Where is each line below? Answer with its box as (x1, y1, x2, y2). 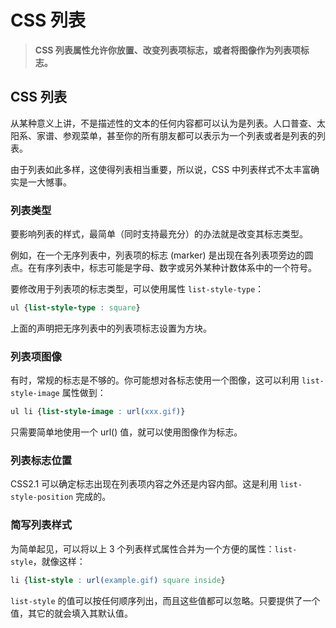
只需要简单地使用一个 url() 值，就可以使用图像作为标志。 (10, 426, 243, 438)
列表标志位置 (10, 454, 73, 468)
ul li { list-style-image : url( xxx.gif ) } (10, 407, 186, 417)
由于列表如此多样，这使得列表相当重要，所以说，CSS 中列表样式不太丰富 (10, 163, 312, 175)
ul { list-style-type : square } (10, 303, 141, 313)
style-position (10, 492, 74, 503)
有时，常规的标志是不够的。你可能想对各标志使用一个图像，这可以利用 (10, 374, 300, 386)
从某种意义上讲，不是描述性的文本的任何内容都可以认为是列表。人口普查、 (10, 117, 317, 129)
